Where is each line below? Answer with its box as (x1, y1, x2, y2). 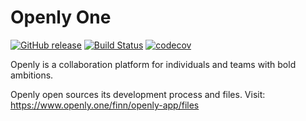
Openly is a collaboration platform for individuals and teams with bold (10, 58, 297, 70)
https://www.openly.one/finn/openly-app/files (10, 99, 200, 111)
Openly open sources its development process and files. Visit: (10, 88, 266, 100)
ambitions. (10, 69, 54, 81)
